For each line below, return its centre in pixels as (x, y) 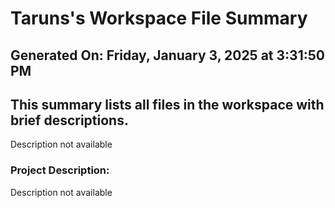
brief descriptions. (69, 120)
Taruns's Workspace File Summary (159, 18)
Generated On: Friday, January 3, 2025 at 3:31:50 (167, 55)
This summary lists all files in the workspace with (167, 104)
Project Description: (60, 170)
